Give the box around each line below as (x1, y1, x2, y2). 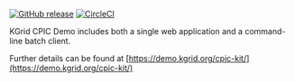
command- (244, 26, 286, 36)
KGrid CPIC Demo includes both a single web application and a (9, 26, 244, 36)
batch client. (24, 36, 71, 46)
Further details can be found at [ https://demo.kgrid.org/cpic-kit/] (9, 53, 250, 63)
